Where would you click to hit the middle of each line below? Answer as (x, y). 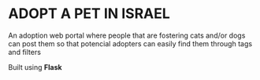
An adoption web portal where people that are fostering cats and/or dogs (127, 35)
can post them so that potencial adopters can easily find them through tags (130, 43)
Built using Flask (35, 67)
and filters (25, 52)
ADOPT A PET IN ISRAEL (89, 14)
